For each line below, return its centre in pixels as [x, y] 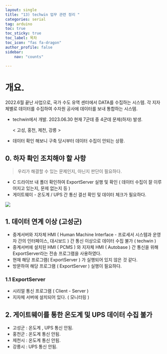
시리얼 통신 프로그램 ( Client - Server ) [50, 291]
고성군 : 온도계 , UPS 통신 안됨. [43, 328]
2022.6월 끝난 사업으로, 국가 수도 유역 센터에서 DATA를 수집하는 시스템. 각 [78, 102]
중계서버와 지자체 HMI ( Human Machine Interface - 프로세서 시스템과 [82, 234]
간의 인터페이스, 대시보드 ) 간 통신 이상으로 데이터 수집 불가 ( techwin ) [87, 241]
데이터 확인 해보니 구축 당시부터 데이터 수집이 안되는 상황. [69, 141]
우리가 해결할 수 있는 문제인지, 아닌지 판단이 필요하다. [69, 171]
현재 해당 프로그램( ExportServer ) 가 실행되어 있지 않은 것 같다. [75, 259]
